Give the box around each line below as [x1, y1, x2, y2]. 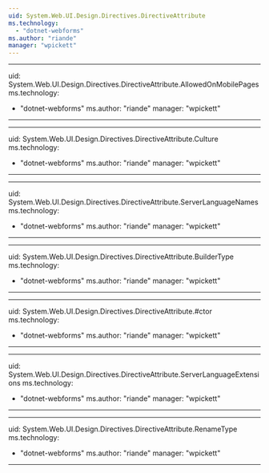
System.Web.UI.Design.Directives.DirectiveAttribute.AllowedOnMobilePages [8, 79, 259, 89]
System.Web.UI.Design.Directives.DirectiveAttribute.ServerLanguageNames [8, 197, 259, 207]
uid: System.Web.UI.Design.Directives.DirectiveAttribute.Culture [8, 134, 219, 144]
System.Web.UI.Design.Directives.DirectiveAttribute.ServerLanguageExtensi [8, 370, 260, 379]
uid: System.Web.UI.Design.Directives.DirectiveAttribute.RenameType [8, 424, 238, 434]
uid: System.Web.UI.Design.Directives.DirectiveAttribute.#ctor [8, 306, 212, 317]
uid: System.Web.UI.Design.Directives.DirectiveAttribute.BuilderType [8, 252, 235, 261]
